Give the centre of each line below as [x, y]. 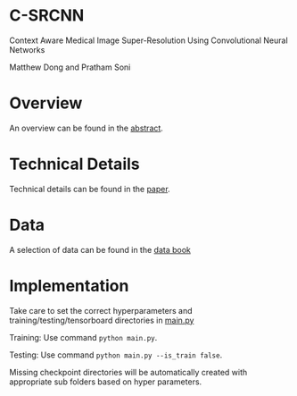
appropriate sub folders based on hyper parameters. [106, 382]
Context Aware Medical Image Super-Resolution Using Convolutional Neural [148, 40]
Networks [27, 49]
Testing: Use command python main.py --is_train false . [116, 355]
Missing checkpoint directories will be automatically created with [128, 372]
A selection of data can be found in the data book [100, 249]
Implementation [69, 286]
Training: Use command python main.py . [83, 337]
